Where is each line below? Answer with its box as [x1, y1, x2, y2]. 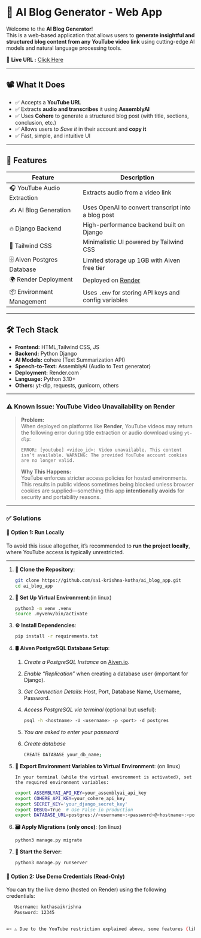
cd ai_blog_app [14, 583, 53, 589]
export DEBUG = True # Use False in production [14, 807, 133, 813]
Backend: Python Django [14, 350, 77, 357]
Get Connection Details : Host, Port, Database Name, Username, [23, 688, 181, 695]
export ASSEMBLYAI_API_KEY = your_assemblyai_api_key [14, 790, 147, 796]
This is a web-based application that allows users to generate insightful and [6, 31, 195, 38]
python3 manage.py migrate [14, 837, 83, 843]
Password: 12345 [14, 910, 55, 916]
